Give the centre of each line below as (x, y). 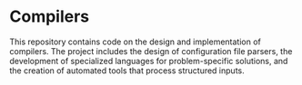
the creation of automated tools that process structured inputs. (127, 71)
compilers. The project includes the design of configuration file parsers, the (151, 51)
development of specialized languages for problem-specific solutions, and (149, 61)
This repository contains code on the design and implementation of (135, 42)
